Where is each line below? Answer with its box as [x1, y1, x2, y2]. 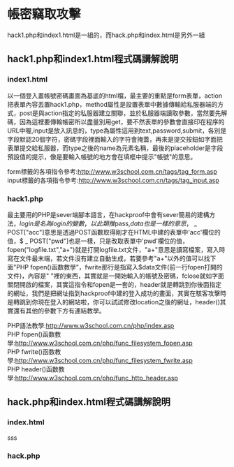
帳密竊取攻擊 [7, 6, 82, 22]
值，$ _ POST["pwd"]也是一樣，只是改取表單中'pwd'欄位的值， [7, 237, 189, 245]
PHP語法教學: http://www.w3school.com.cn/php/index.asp [7, 321, 175, 329]
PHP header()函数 [7, 364, 59, 373]
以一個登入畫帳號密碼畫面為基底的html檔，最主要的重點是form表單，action [7, 91, 222, 100]
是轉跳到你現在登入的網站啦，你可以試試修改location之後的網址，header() [7, 297, 221, 306]
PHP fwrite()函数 [7, 347, 55, 356]
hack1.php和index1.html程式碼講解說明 [7, 53, 179, 65]
